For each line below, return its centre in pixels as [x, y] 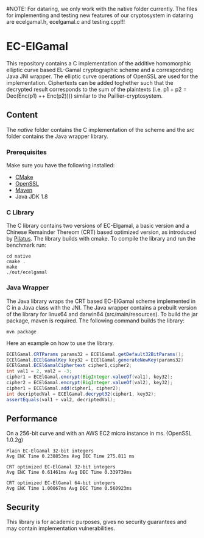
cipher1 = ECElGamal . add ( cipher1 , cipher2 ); [64, 388]
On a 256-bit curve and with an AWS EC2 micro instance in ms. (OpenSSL [99, 434]
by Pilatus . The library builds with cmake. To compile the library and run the [101, 239]
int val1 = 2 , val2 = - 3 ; [39, 371]
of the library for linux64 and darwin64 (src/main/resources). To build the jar [102, 314]
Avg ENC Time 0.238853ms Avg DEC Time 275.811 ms [71, 456]
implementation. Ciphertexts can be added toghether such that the [90, 82]
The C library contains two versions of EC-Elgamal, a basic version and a [98, 226]
